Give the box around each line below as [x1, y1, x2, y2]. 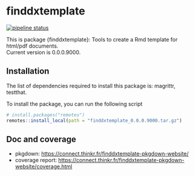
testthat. [6, 89, 27, 96]
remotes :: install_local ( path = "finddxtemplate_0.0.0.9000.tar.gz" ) [6, 118, 182, 124]
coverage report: [14, 157, 57, 164]
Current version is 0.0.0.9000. [6, 48, 81, 55]
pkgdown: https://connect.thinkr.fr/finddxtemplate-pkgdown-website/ [14, 150, 189, 157]
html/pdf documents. [6, 42, 59, 49]
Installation [6, 66, 50, 77]
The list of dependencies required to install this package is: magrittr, [6, 82, 176, 89]
